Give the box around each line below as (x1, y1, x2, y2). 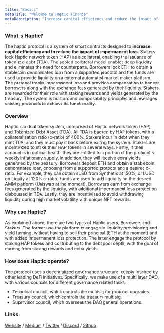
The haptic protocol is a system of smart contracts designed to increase (5, 43, 151, 49)
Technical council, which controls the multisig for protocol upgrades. (12, 289, 150, 294)
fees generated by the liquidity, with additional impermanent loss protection (5, 186, 157, 192)
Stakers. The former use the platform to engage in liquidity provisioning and (5, 225, 157, 231)
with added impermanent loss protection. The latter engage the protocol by (5, 235, 156, 241)
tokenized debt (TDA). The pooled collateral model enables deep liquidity (5, 59, 152, 65)
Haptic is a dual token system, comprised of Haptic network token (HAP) (5, 124, 151, 129)
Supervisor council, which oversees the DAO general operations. (12, 299, 143, 305)
